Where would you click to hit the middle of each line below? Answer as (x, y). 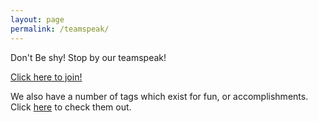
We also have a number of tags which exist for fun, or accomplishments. (159, 96)
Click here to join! (46, 77)
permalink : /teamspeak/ (60, 29)
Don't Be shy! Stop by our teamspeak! (88, 57)
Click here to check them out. (71, 107)
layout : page (37, 19)
